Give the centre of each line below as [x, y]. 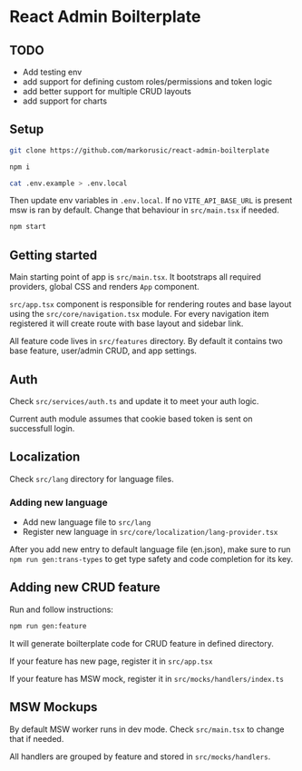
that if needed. [37, 738]
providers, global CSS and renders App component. [104, 287]
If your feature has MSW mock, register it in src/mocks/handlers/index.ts [146, 678]
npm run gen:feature [49, 626]
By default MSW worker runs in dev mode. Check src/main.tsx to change [147, 729]
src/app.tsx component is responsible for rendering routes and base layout [151, 304]
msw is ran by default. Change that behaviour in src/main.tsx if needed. [144, 210]
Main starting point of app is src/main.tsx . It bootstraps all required [135, 277]
